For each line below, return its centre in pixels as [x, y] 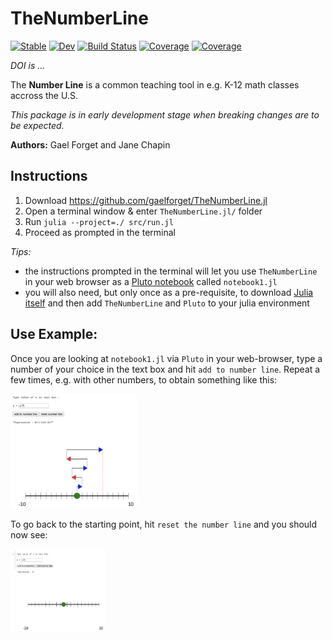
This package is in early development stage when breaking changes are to [165, 114]
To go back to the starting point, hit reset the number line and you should [164, 524]
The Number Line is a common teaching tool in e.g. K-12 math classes [155, 84]
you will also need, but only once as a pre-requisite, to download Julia [169, 292]
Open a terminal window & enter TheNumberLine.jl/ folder [143, 211]
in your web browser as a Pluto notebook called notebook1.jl [151, 281]
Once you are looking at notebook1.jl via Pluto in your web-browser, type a [166, 358]
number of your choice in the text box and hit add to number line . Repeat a [165, 369]
